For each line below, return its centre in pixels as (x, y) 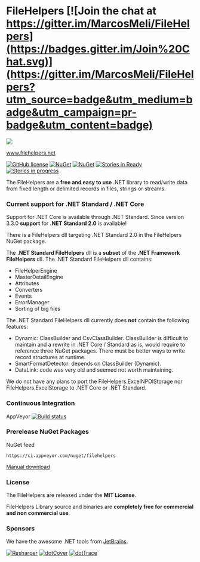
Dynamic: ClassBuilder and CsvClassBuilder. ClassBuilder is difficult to (101, 338)
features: (17, 327)
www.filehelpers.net (31, 153)
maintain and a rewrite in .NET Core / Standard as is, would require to (100, 345)
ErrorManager (32, 302)
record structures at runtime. (50, 357)
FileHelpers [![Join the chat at (81, 11)
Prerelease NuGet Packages (48, 432)
